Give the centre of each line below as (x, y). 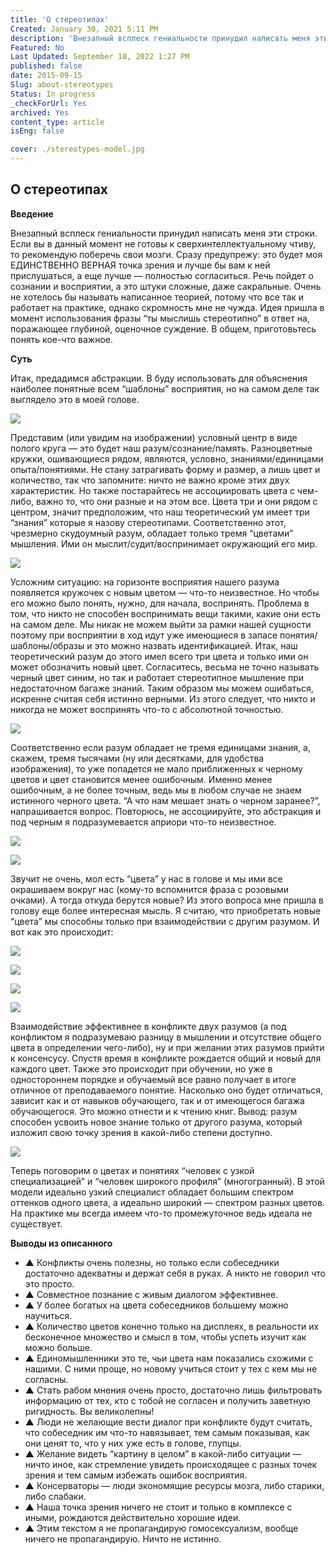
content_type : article (57, 122)
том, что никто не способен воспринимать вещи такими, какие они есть (166, 613)
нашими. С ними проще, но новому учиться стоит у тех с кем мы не (171, 1368)
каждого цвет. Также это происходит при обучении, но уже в (141, 1068)
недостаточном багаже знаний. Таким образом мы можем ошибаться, (162, 688)
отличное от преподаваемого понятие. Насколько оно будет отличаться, (167, 1090)
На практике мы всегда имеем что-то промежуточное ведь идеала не (161, 1213)
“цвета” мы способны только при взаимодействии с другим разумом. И (165, 921)
